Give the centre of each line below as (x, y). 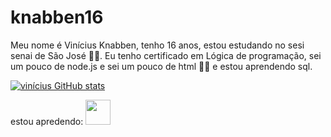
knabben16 (57, 17)
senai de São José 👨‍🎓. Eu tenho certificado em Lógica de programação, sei (166, 55)
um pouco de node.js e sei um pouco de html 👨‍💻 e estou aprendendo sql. (161, 66)
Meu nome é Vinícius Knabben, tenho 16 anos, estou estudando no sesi (157, 45)
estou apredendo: (47, 121)
